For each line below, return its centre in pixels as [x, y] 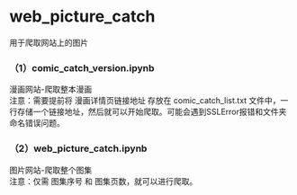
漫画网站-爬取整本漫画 [51, 89]
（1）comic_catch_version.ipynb [82, 67]
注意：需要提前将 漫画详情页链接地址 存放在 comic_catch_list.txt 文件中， [145, 101]
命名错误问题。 [37, 123]
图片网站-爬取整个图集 [51, 170]
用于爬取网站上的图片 [49, 42]
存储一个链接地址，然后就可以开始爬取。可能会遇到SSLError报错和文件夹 [152, 112]
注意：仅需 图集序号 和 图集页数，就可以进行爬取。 [103, 181]
